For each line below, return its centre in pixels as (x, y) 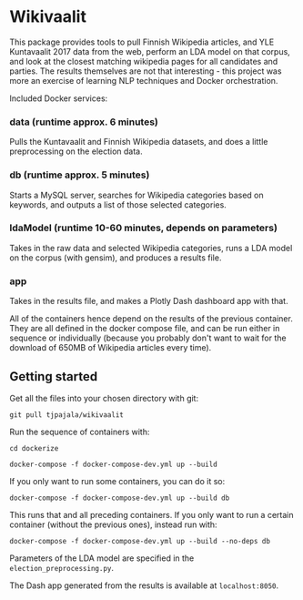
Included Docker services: (59, 98)
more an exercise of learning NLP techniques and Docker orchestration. (144, 80)
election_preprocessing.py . (62, 567)
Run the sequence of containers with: (80, 432)
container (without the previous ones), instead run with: (113, 524)
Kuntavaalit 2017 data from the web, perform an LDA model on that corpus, (150, 51)
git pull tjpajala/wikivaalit (67, 415)
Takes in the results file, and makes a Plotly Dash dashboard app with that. (149, 301)
